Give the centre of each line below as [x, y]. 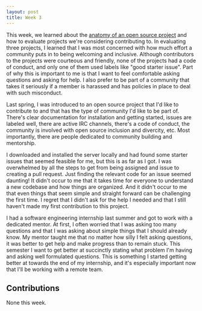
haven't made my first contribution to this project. [68, 206]
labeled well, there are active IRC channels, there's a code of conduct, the [98, 123]
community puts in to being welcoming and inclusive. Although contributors [100, 54]
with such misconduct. [34, 93]
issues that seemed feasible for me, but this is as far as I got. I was [89, 161]
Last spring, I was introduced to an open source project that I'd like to [93, 104]
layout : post [23, 12]
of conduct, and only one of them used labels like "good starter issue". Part [99, 67]
